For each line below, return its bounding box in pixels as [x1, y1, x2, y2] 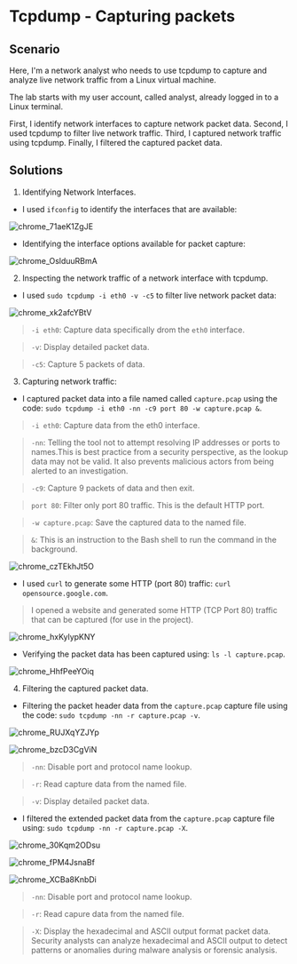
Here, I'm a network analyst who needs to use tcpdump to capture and [9, 65, 268, 76]
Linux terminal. [9, 101, 64, 112]
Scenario [9, 42, 60, 57]
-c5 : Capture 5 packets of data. [30, 358, 145, 370]
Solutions [9, 163, 64, 179]
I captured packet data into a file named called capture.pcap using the [21, 393, 277, 403]
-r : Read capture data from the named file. [30, 778, 188, 789]
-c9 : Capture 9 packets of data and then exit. [30, 482, 195, 493]
